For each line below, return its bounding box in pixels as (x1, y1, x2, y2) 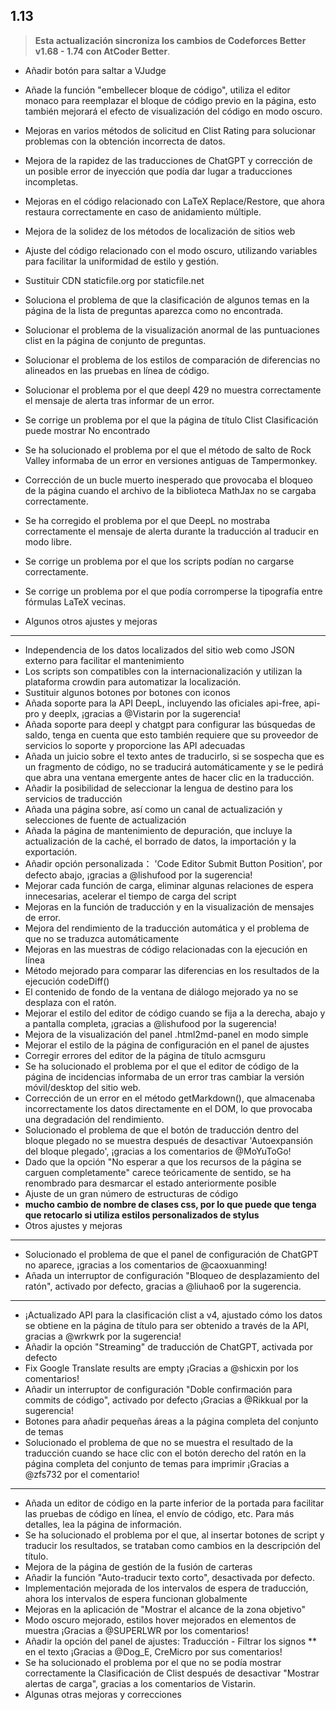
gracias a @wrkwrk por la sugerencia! (24, 1330, 182, 1342)
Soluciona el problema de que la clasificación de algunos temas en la (24, 294, 310, 306)
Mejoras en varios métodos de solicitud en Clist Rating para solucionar (24, 124, 317, 136)
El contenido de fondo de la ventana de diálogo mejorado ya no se (24, 985, 299, 998)
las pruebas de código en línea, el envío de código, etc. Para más (24, 1507, 295, 1519)
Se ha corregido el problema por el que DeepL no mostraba (24, 514, 271, 526)
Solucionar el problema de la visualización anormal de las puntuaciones (24, 324, 320, 336)
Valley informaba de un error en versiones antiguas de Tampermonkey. (24, 454, 318, 466)
